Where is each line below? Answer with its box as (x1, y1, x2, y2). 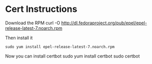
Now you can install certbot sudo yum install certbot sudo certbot (5, 53, 140, 59)
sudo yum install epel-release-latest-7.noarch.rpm (5, 44, 115, 49)
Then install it (5, 35, 33, 41)
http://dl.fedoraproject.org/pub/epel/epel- (61, 20, 147, 26)
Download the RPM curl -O (5, 20, 60, 26)
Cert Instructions (5, 3, 77, 15)
